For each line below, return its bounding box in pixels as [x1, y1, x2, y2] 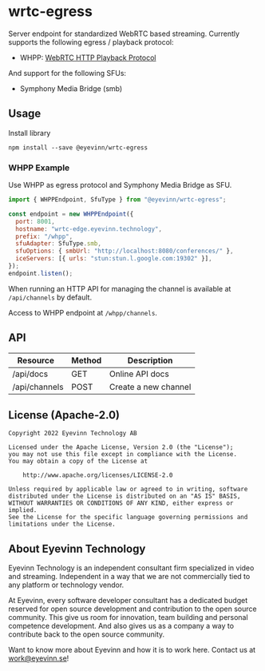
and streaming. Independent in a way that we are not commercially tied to [8, 572, 251, 582]
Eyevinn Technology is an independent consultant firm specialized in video [8, 563, 255, 573]
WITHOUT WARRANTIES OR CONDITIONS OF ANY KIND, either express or [8, 499, 234, 507]
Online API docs [109, 368, 169, 379]
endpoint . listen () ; [8, 269, 73, 277]
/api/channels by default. [8, 292, 93, 302]
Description [127, 355, 173, 366]
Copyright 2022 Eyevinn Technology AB [8, 430, 137, 438]
